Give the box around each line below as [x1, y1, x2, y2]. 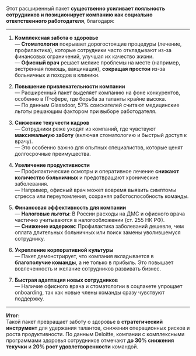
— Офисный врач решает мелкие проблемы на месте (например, [14, 59, 181, 66]
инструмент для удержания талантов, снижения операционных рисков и [6, 324, 190, 331]
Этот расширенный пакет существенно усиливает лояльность [6, 5, 165, 12]
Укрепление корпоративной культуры [14, 247, 114, 254]
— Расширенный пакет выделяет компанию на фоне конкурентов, [14, 89, 181, 96]
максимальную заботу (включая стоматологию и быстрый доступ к [14, 132, 187, 138]
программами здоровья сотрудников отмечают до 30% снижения [6, 337, 174, 344]
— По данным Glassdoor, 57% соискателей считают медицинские [14, 102, 180, 108]
